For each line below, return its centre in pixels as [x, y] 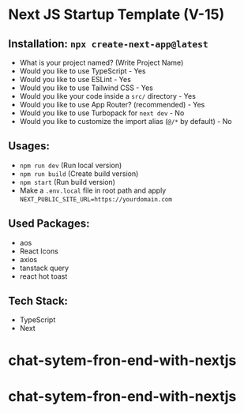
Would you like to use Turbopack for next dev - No [102, 113]
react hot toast [43, 276]
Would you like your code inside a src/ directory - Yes [107, 96]
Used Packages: [49, 224]
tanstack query [44, 268]
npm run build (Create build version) [79, 173]
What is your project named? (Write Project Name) [101, 62]
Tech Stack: [38, 301]
